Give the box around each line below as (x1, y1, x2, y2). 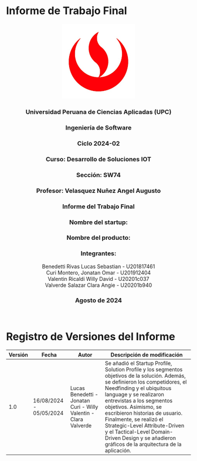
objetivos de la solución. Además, (104, 372, 186, 379)
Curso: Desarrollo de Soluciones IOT (46, 155, 151, 163)
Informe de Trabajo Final (6, 4, 127, 18)
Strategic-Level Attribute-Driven (104, 422, 185, 429)
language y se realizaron (104, 391, 164, 398)
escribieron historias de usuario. (104, 409, 183, 416)
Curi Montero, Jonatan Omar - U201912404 (46, 269, 151, 276)
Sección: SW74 (76, 171, 121, 179)
